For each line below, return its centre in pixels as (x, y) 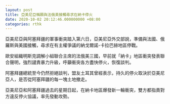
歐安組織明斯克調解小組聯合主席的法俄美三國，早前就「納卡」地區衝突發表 (83, 56)
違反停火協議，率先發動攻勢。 (40, 96)
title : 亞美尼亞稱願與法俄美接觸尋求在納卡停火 (49, 15)
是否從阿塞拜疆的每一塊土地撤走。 (54, 79)
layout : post (19, 10)
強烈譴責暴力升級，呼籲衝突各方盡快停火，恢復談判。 (78, 62)
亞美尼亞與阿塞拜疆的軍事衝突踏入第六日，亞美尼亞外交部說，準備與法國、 (83, 39)
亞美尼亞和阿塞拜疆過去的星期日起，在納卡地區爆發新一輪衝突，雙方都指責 (83, 90)
